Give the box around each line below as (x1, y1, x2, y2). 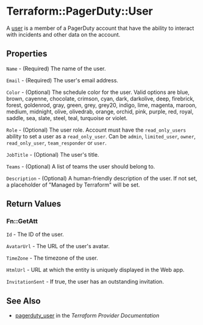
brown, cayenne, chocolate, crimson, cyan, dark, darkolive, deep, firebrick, (6, 95, 195, 102)
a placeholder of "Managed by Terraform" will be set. (6, 181, 140, 188)
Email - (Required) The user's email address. (6, 76, 119, 84)
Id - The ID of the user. (6, 230, 64, 238)
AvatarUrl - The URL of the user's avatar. (6, 243, 110, 250)
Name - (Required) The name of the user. (6, 65, 106, 72)
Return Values (6, 199, 62, 209)
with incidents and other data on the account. (6, 30, 121, 38)
